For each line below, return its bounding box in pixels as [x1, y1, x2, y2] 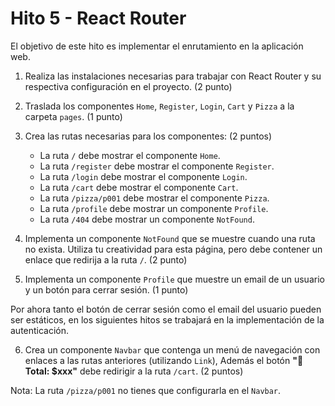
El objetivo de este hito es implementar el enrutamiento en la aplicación [10, 40, 304, 52]
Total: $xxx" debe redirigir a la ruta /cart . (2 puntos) [24, 365, 244, 377]
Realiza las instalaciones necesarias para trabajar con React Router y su [24, 70, 322, 82]
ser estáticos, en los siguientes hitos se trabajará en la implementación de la [10, 313, 325, 326]
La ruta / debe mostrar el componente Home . [39, 149, 221, 161]
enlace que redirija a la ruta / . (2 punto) [24, 253, 188, 266]
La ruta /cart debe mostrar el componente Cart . [39, 181, 239, 193]
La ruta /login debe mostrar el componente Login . [39, 170, 248, 182]
